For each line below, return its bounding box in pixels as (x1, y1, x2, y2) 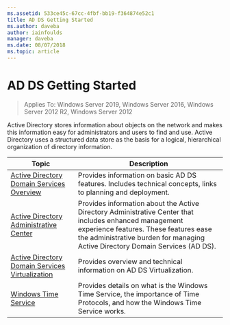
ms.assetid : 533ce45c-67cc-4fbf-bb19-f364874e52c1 (7, 10, 155, 17)
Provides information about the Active (77, 198, 200, 208)
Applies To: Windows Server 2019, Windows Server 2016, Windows (23, 100, 214, 108)
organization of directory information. (7, 142, 113, 151)
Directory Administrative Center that (77, 207, 194, 216)
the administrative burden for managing (77, 233, 205, 242)
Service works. (77, 306, 127, 315)
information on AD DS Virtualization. (77, 265, 194, 274)
